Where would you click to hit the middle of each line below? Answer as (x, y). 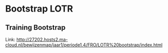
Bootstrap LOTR (39, 9)
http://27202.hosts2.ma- (42, 39)
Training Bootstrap (36, 28)
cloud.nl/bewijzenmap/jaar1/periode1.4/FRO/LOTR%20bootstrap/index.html (84, 45)
